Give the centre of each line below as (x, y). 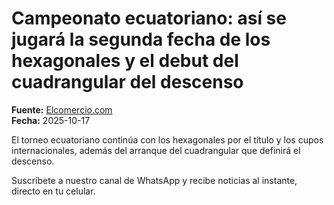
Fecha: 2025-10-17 (51, 120)
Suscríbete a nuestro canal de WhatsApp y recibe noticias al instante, (154, 180)
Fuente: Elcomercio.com (62, 109)
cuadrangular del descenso (127, 82)
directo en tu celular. (53, 191)
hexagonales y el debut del (125, 61)
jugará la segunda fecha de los (141, 39)
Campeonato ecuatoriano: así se (149, 18)
